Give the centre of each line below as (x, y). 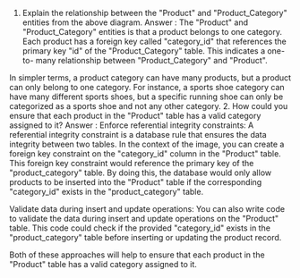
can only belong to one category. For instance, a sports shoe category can (147, 87)
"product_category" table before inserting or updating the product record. (146, 237)
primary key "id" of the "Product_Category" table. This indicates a (144, 51)
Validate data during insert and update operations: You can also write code (147, 209)
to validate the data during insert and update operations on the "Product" (144, 219)
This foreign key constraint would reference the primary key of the (132, 163)
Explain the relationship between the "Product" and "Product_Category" (155, 13)
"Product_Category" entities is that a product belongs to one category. (152, 32)
